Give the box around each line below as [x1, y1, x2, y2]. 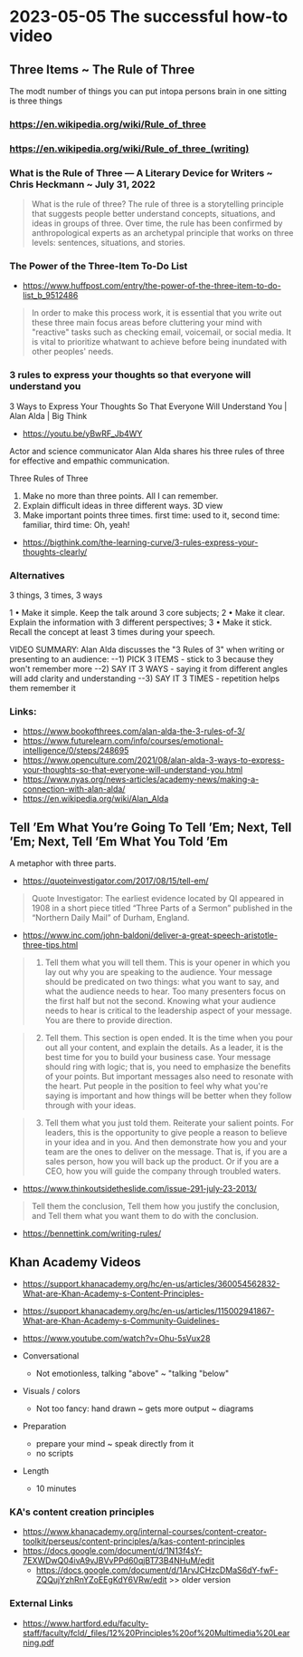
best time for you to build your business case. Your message [44, 1052, 271, 1063]
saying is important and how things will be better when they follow [44, 1090, 292, 1101]
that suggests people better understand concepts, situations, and [31, 209, 276, 219]
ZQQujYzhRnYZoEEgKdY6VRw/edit [35, 1574, 167, 1585]
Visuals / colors [22, 1385, 80, 1396]
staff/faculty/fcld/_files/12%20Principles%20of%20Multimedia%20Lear [22, 1627, 290, 1638]
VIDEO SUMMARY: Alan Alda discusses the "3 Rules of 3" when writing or [9, 644, 285, 655]
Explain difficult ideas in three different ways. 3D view [22, 500, 223, 511]
